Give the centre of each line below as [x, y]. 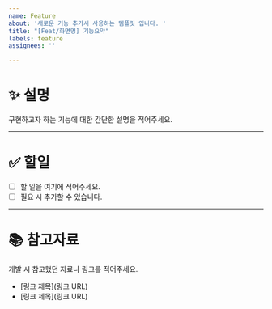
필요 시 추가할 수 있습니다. [61, 197]
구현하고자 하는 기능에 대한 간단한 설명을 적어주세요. [90, 120]
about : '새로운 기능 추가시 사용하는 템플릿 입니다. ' [87, 23]
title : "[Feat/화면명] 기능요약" [59, 31]
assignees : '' [32, 46]
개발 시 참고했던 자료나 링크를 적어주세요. [73, 269]
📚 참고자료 [44, 240]
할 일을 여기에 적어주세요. [60, 186]
